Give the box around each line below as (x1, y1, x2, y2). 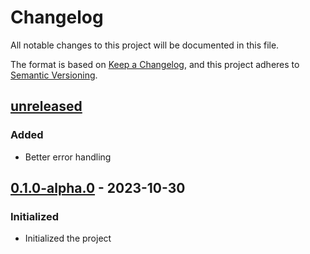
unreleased (10, 98, 83, 115)
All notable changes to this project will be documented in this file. (10, 39, 280, 51)
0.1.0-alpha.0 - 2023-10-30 (10, 180, 186, 197)
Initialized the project (24, 232, 112, 245)
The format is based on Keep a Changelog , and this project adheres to (10, 58, 300, 70)
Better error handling (24, 151, 112, 163)
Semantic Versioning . (10, 69, 98, 81)
